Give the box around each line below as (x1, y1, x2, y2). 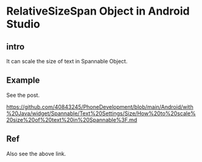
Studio (6, 17, 41, 31)
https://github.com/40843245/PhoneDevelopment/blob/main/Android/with (6, 103, 193, 110)
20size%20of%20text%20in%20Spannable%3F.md (6, 116, 138, 123)
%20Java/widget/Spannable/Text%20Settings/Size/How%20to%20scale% (6, 110, 196, 117)
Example (6, 75, 40, 86)
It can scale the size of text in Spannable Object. (6, 58, 128, 65)
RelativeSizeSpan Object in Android (6, 4, 190, 18)
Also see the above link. (6, 150, 66, 157)
